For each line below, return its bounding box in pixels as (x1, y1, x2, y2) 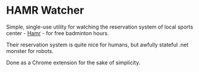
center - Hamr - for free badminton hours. (6, 29, 109, 36)
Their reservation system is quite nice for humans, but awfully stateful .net (6, 41, 189, 48)
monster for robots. (6, 47, 54, 54)
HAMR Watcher (6, 4, 85, 17)
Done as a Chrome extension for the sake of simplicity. (6, 59, 141, 66)
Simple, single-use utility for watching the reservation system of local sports (6, 23, 194, 30)
